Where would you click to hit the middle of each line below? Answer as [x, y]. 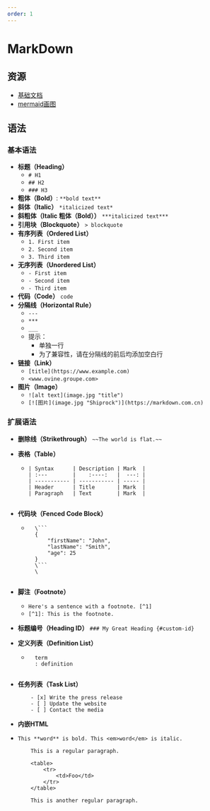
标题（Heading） [43, 167]
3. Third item [49, 257]
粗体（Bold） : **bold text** [59, 198]
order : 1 [20, 14]
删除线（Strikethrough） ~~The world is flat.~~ [90, 438]
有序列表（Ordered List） [55, 233]
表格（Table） [39, 454]
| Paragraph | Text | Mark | [87, 493]
